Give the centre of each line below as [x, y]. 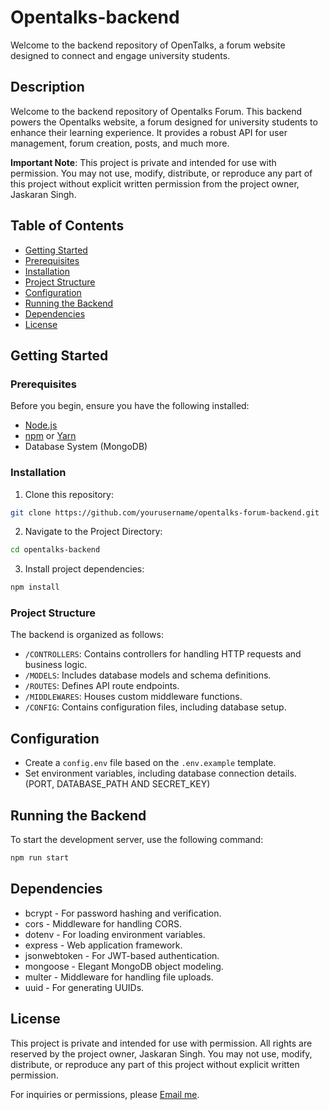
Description [47, 87]
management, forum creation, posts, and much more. [120, 143]
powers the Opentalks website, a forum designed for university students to [164, 122]
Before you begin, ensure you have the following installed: [130, 406]
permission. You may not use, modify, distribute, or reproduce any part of [161, 173]
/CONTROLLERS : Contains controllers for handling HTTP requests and [163, 654]
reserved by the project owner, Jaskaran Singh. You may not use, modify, [161, 1053]
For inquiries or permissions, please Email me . [105, 1094]
